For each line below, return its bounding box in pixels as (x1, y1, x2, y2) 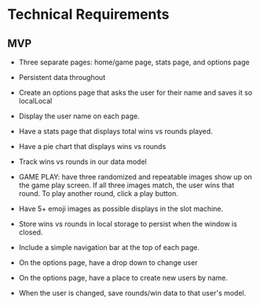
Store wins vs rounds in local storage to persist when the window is (18, 220, 237, 228)
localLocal (18, 96, 53, 105)
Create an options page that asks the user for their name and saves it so (18, 88, 253, 97)
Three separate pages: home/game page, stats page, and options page (18, 57, 250, 67)
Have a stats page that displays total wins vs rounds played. (18, 127, 213, 136)
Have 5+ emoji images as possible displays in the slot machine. (18, 204, 224, 213)
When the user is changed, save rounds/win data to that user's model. (18, 289, 247, 297)
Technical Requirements (7, 5, 170, 24)
